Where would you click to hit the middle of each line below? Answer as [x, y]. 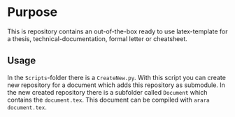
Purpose [33, 12]
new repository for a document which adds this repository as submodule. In [116, 85]
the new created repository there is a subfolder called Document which [107, 92]
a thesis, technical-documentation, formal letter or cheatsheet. [97, 38]
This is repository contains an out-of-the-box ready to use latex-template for [117, 31]
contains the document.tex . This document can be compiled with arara [108, 100]
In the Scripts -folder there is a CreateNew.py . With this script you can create [116, 77]
